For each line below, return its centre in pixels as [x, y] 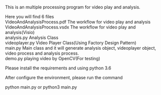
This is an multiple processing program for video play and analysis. [73, 7]
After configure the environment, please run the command [64, 78]
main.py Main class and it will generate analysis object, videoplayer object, [80, 48]
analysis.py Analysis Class [32, 37]
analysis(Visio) [20, 32]
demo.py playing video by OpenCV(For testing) [53, 58]
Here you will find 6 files [29, 16]
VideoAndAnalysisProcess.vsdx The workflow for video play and [70, 27]
